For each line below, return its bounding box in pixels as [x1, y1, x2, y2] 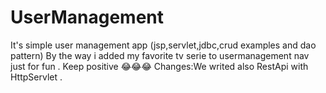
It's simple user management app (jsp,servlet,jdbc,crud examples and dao [10, 39, 317, 51]
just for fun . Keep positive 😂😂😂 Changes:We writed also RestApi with [10, 60, 309, 72]
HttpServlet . [10, 71, 63, 83]
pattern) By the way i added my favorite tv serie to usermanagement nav [10, 49, 310, 61]
